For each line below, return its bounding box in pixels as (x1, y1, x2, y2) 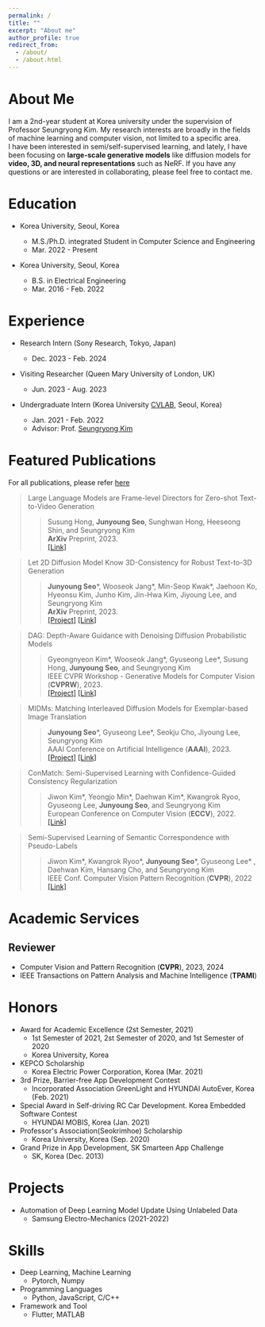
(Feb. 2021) (31, 1092, 69, 1101)
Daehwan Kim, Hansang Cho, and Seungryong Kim (47, 865, 214, 874)
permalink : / (8, 11, 52, 20)
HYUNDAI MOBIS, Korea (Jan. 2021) (31, 1117, 150, 1127)
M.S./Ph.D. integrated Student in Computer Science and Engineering (31, 236, 255, 246)
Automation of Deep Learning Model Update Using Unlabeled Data (19, 1205, 238, 1215)
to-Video (27, 501, 57, 511)
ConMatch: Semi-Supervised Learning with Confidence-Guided (27, 768, 236, 777)
